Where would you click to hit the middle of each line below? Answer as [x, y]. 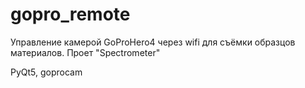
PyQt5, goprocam [46, 72]
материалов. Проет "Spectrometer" [85, 52]
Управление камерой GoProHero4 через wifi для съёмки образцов [153, 42]
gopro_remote [70, 14]
